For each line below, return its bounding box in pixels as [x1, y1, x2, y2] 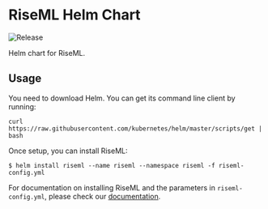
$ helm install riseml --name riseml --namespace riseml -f [8, 161, 216, 169]
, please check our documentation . [44, 191, 161, 201]
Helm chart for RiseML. [8, 48, 86, 58]
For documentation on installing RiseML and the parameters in [8, 182, 216, 192]
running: [8, 101, 36, 111]
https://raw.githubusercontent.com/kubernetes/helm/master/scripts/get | [8, 124, 263, 133]
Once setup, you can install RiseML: [8, 146, 128, 156]
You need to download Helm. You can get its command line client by [8, 93, 236, 103]
